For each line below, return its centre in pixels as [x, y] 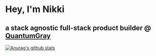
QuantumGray [28, 36]
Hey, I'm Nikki [35, 9]
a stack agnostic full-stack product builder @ [78, 28]
